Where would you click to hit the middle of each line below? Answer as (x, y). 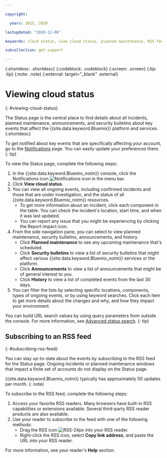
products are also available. (41, 414)
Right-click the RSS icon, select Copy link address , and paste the (87, 435)
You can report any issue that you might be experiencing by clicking (89, 221)
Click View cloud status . (38, 184)
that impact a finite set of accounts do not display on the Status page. (77, 369)
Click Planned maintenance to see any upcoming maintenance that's (91, 242)
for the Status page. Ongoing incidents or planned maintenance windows (80, 364)
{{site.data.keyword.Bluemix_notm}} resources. (61, 200)
